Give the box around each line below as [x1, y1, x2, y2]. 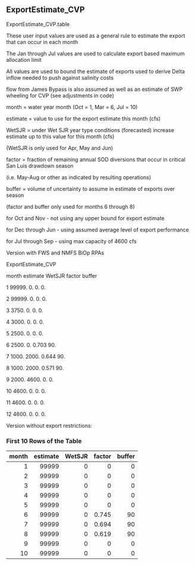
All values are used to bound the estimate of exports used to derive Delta [6, 68, 185, 75]
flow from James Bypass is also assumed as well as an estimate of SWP [6, 86, 183, 93]
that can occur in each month [6, 38, 78, 45]
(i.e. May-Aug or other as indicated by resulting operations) [6, 174, 152, 181]
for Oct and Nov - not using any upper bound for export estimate [6, 214, 165, 222]
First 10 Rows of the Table [6, 437, 82, 445]
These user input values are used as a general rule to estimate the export [6, 32, 185, 39]
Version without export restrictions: [6, 422, 93, 429]
